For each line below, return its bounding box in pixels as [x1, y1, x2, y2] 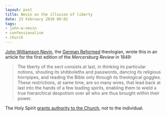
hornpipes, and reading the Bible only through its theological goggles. [17, 74, 161, 80]
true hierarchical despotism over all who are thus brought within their [17, 90, 160, 96]
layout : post [5, 7, 32, 12]
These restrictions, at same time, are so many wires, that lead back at [17, 79, 161, 85]
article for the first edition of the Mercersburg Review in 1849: [5, 54, 132, 60]
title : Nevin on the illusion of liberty [5, 12, 93, 17]
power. [17, 95, 32, 101]
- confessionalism [5, 30, 43, 35]
